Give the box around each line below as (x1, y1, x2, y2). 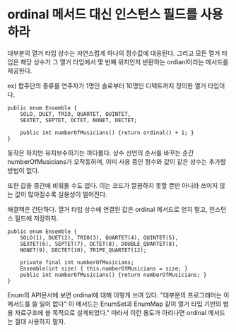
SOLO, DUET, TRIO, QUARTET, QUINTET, (20, 110, 131, 117)
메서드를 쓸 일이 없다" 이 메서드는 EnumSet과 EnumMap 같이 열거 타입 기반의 (7, 300, 222, 308)
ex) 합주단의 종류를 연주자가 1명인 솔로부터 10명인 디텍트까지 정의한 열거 (7, 81, 206, 90)
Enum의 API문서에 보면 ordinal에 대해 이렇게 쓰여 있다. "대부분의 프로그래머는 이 (7, 290, 230, 299)
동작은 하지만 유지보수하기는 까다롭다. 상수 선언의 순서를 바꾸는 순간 (7, 148, 194, 157)
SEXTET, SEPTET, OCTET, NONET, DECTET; (20, 117, 138, 124)
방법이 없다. (7, 166, 40, 174)
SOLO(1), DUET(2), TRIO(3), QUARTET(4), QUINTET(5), (20, 234, 179, 241)
